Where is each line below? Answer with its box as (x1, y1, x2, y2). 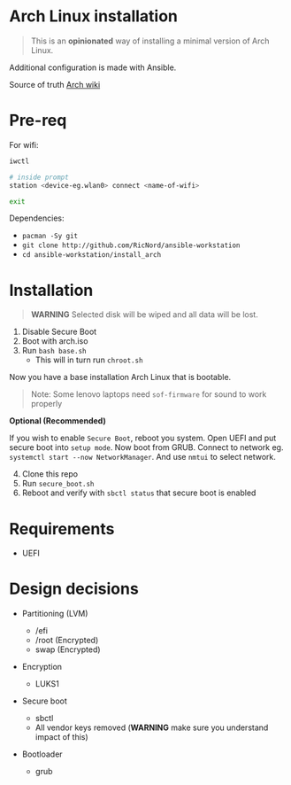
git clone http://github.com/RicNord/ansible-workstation (21, 241, 241, 250)
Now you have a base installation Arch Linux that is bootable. (9, 372, 232, 383)
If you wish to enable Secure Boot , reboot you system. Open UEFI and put (9, 432, 277, 444)
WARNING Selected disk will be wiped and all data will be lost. (30, 309, 258, 320)
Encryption (21, 662, 63, 672)
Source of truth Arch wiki (9, 79, 101, 89)
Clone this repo (21, 469, 78, 479)
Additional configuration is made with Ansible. (9, 62, 177, 73)
